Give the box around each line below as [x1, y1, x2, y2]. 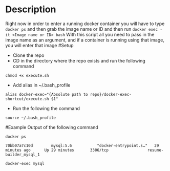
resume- [147, 147, 164, 153]
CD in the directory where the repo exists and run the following [12, 57, 146, 63]
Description [5, 4, 56, 15]
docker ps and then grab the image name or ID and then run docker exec [5, 26, 158, 32]
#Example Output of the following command [5, 124, 98, 130]
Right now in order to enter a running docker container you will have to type [5, 20, 165, 27]
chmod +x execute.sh [5, 73, 50, 78]
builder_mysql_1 [5, 152, 40, 157]
